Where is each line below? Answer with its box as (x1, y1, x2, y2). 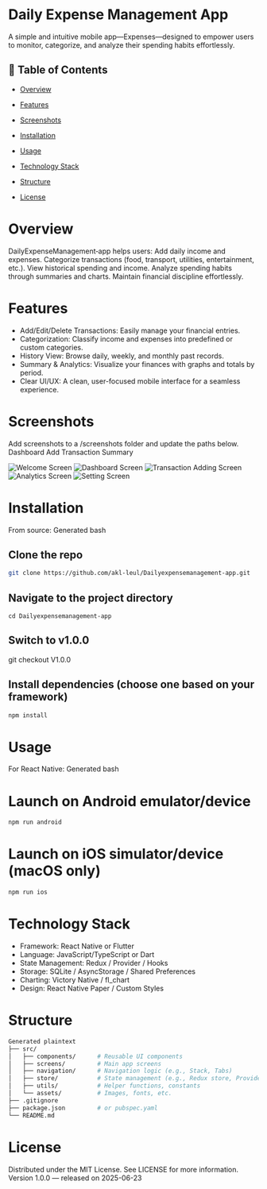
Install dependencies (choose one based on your (8, 677, 255, 692)
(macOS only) (8, 862, 101, 880)
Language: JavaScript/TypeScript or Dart (19, 950, 155, 959)
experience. (19, 384, 60, 394)
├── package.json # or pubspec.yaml (8, 1104, 158, 1112)
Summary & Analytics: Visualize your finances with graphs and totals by (19, 359, 255, 369)
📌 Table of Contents (8, 64, 108, 77)
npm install (8, 711, 48, 720)
